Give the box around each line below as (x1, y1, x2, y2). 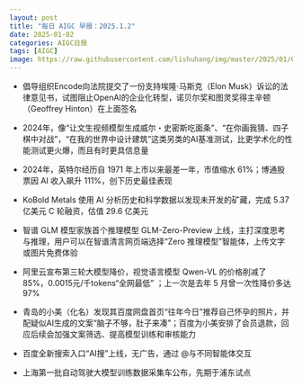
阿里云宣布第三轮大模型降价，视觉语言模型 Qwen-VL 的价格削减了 (22, 266, 267, 277)
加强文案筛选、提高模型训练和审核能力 (53, 329, 196, 339)
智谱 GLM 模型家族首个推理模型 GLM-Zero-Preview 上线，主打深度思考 (22, 225, 286, 235)
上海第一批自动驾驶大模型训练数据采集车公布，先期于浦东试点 (22, 367, 252, 378)
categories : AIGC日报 (9, 38, 88, 48)
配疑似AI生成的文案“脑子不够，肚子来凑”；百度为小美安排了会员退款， (22, 318, 281, 328)
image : (9, 55, 34, 64)
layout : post (9, 13, 58, 22)
